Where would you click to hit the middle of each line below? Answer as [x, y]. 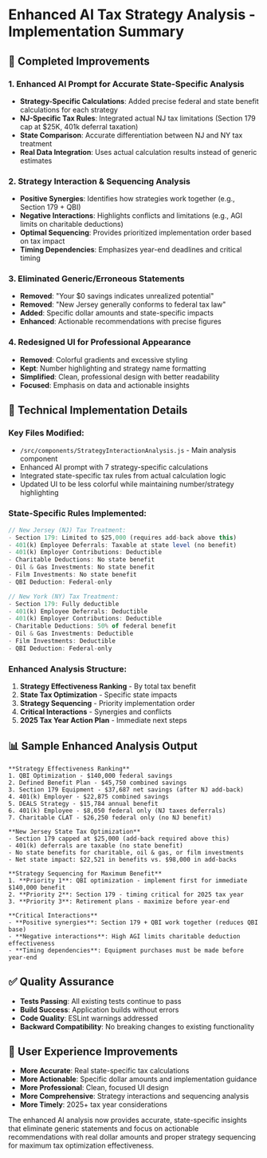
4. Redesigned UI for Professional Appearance [100, 343]
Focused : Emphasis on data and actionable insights [104, 385]
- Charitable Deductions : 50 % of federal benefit [92, 626]
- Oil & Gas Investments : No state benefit [82, 567]
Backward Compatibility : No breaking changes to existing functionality [137, 1026]
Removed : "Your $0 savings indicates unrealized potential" [117, 296]
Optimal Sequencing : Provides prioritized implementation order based [135, 232]
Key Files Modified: [47, 433]
